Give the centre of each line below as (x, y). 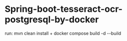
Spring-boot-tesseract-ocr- (64, 9)
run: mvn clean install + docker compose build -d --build (63, 33)
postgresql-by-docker (52, 20)
